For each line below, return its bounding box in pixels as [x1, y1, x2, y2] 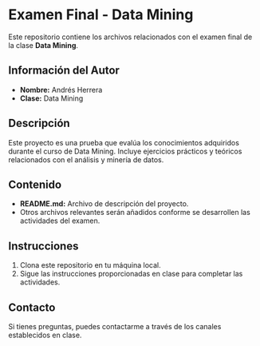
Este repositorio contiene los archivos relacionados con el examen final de [8, 32, 253, 42]
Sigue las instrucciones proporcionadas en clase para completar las [19, 269, 243, 279]
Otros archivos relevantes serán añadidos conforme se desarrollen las [19, 208, 251, 217]
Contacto [8, 300, 56, 314]
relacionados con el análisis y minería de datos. [8, 154, 164, 165]
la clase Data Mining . [8, 40, 78, 50]
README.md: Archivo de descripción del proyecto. [19, 199, 189, 209]
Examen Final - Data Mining [8, 6, 194, 24]
